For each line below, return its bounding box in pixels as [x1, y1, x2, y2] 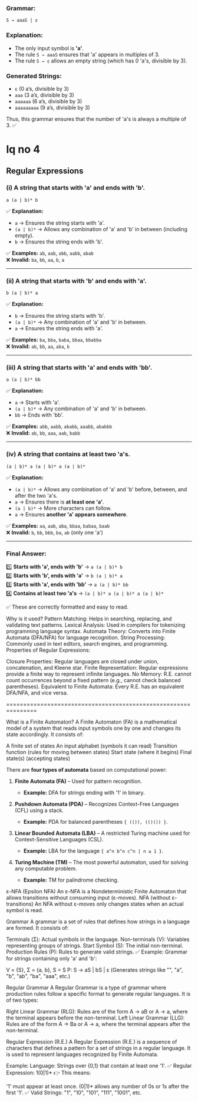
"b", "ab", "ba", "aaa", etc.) [6, 972, 71, 979]
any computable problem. [14, 865, 78, 872]
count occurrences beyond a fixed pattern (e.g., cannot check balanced [6, 676, 181, 683]
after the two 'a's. [14, 492, 58, 499]
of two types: [6, 996, 38, 1004]
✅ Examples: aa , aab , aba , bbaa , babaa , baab [6, 522, 110, 529]
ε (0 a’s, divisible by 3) [14, 85, 70, 92]
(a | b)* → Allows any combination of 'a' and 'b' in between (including [14, 225, 187, 232]
